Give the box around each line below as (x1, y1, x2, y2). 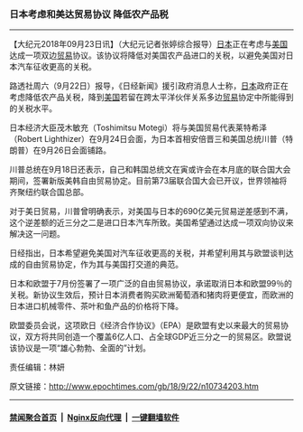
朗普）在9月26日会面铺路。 (9, 145, 111, 155)
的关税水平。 (9, 103, 57, 114)
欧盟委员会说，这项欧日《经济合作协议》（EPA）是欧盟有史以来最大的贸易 (9, 320, 281, 331)
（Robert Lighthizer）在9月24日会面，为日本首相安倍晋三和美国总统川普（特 (9, 134, 294, 145)
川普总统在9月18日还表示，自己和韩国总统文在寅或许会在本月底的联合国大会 (9, 164, 291, 175)
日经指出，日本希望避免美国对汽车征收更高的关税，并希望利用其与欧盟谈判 (9, 248, 286, 258)
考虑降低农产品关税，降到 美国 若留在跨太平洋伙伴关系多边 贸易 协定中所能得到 (9, 92, 294, 103)
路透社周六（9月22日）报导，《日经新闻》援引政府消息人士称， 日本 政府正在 (9, 80, 289, 91)
